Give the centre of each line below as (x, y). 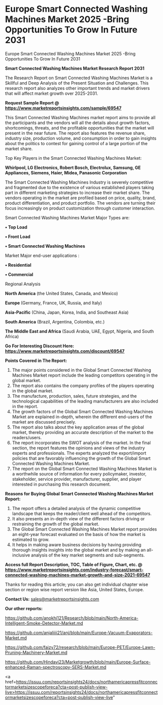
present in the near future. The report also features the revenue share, (75, 133)
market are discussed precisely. (44, 422)
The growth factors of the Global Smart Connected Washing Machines (82, 411)
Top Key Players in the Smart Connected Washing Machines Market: (73, 158)
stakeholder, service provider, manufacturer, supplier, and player (77, 479)
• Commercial (19, 274)
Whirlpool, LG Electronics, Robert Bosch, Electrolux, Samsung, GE (73, 168)
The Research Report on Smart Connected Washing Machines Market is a (79, 78)
